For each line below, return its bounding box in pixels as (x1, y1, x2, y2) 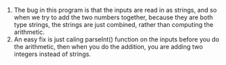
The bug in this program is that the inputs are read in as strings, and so (13, 6, 217, 14)
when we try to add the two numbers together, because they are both (13, 13, 213, 21)
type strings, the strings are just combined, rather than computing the (13, 21, 213, 28)
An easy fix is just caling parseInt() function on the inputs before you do (13, 35, 220, 44)
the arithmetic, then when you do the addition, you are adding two (13, 43, 203, 50)
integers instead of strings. (13, 50, 92, 58)
